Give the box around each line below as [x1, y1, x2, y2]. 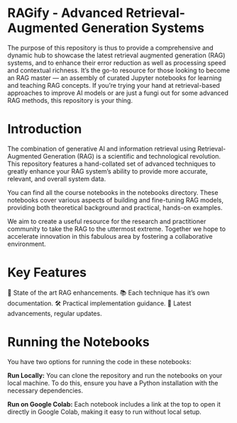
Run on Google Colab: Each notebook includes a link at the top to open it [7, 400, 221, 408]
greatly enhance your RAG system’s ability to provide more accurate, [7, 167, 208, 175]
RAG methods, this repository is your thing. [7, 96, 133, 104]
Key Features [7, 264, 87, 281]
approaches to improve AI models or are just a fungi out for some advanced [7, 89, 229, 97]
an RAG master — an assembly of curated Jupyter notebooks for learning [7, 73, 222, 82]
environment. [7, 239, 46, 248]
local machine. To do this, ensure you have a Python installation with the [7, 378, 219, 387]
